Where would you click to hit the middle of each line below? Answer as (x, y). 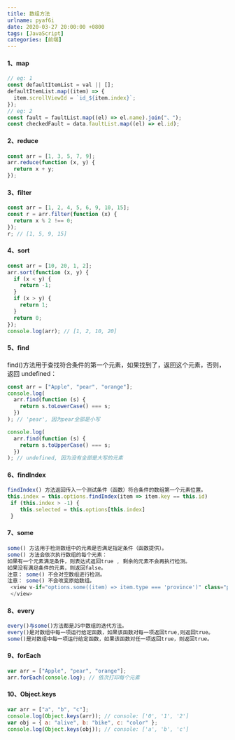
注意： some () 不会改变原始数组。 (51, 581)
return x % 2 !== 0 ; (43, 221)
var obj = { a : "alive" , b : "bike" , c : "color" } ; (83, 722)
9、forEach (24, 656)
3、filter (20, 192)
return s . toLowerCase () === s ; (65, 406)
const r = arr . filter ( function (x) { (62, 215)
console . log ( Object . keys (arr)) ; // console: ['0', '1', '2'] (98, 716)
